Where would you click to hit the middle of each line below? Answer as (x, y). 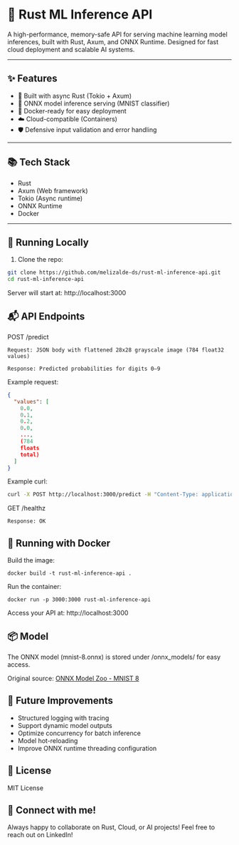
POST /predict (28, 337)
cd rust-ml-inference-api (46, 280)
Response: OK (27, 521)
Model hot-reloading (48, 740)
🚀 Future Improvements (60, 701)
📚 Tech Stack (39, 162)
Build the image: (31, 560)
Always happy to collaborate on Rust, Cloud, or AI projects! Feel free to (111, 827)
